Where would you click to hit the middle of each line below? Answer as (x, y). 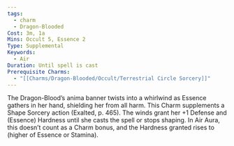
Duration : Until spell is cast (53, 65)
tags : (15, 14)
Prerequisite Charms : (39, 72)
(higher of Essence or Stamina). (53, 135)
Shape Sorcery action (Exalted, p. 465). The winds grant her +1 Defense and (117, 113)
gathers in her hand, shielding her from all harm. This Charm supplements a (116, 106)
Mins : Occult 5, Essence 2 (46, 40)
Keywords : (22, 53)
